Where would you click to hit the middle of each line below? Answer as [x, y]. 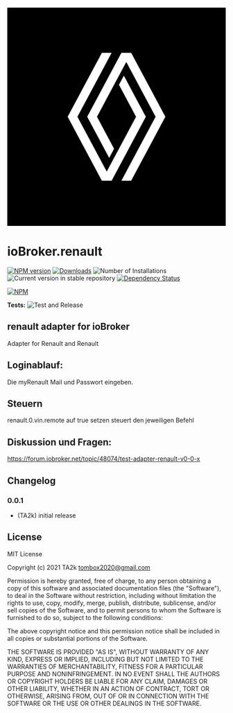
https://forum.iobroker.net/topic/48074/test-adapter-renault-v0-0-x [104, 459]
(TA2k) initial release [46, 515]
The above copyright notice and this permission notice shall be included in [113, 631]
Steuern [25, 404]
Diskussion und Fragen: [60, 442]
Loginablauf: [35, 366]
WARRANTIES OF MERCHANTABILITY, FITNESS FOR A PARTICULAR [105, 667]
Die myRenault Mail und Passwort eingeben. [70, 382]
